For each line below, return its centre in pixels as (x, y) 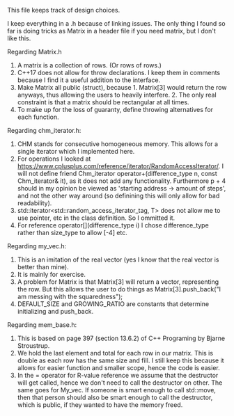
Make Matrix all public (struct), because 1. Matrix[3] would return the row (122, 87)
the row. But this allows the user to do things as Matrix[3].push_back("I (119, 289)
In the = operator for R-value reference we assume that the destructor (118, 375)
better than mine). (43, 267)
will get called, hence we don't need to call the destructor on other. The (120, 383)
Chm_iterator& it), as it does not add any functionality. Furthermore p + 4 (122, 181)
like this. (19, 38)
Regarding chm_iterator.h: (44, 130)
